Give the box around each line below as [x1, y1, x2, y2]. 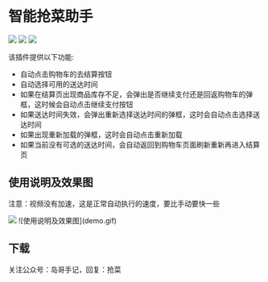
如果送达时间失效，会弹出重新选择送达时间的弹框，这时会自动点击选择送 [19, 110, 260, 119]
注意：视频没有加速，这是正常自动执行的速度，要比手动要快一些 [8, 198, 220, 208]
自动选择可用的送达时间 [19, 79, 98, 89]
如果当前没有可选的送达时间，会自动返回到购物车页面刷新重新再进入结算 [19, 139, 260, 149]
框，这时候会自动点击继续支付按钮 [19, 99, 134, 109]
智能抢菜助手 [8, 7, 94, 26]
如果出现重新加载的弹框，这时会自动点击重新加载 [19, 130, 183, 139]
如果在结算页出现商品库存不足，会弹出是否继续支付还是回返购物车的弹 [19, 89, 254, 99]
